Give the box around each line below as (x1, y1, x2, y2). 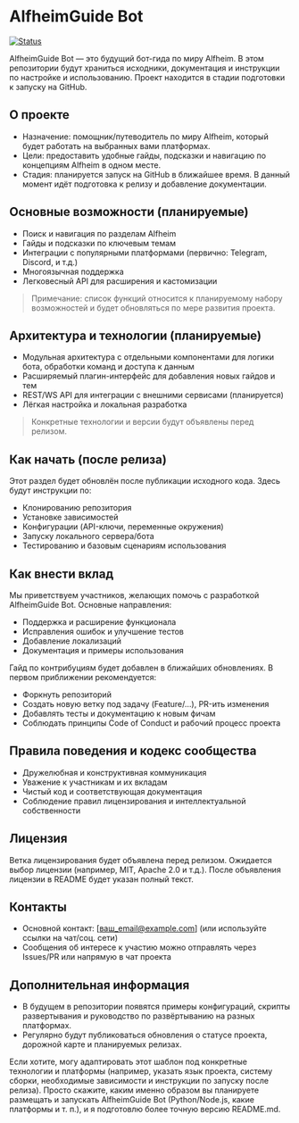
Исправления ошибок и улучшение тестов (21, 627, 185, 636)
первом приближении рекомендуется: (9, 672, 157, 682)
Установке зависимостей (21, 512, 119, 523)
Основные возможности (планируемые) (9, 204, 249, 220)
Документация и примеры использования (21, 645, 185, 655)
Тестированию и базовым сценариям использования (21, 540, 227, 551)
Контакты (9, 900, 67, 915)
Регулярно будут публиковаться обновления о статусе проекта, (21, 1029, 268, 1041)
